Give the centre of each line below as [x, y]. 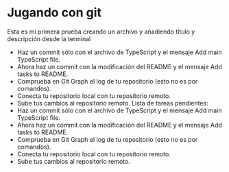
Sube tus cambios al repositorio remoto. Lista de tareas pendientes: [112, 103]
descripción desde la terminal [49, 38]
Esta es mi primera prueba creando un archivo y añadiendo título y [101, 32]
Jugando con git [54, 13]
